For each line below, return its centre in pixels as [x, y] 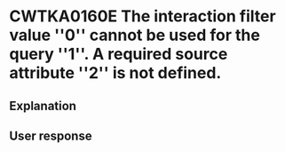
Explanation [43, 105]
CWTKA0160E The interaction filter [143, 16]
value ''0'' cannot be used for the [135, 35]
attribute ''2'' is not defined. [115, 73]
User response [51, 136]
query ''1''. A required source [119, 54]
